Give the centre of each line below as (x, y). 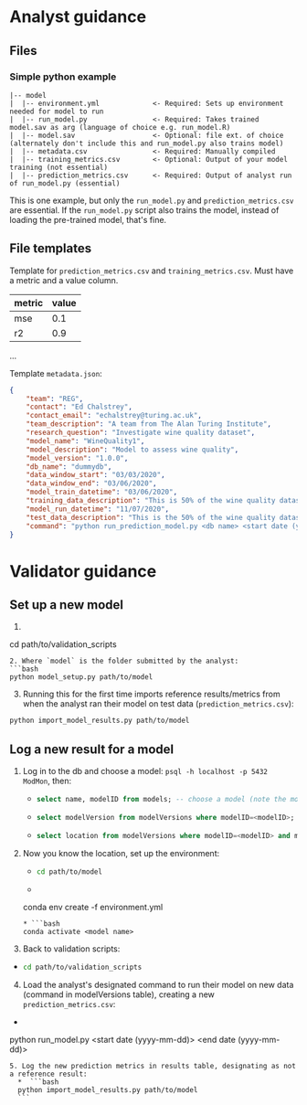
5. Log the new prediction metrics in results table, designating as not (153, 1066)
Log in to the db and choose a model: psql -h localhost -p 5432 (145, 771)
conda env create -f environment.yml (93, 907)
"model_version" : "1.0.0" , (77, 458)
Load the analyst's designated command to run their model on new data (158, 984)
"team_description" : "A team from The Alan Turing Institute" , (149, 424)
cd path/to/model (69, 871)
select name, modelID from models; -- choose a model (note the (161, 800)
